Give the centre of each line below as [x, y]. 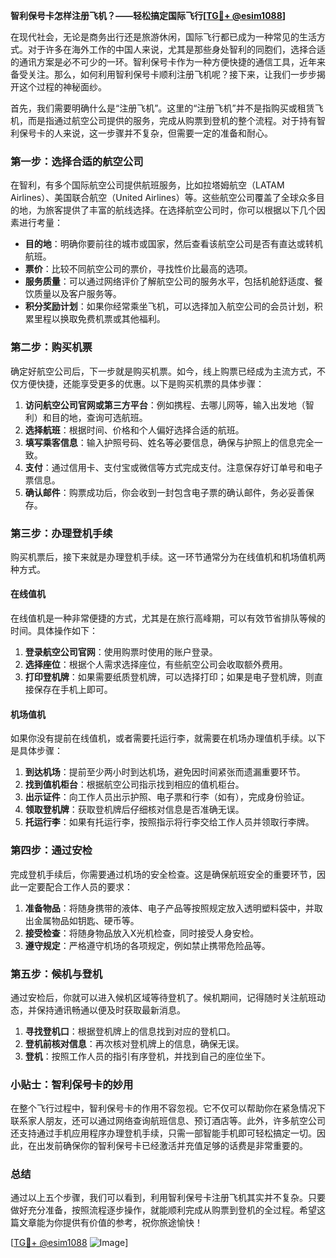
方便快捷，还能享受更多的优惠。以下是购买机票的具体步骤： [141, 383]
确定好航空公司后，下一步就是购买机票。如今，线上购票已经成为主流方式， [163, 371]
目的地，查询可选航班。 [99, 417]
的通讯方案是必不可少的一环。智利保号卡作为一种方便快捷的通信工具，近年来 [168, 62]
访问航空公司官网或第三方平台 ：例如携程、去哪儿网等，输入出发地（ [165, 405]
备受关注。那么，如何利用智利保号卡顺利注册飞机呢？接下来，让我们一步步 [163, 74]
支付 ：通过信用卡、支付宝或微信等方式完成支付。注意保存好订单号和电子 [173, 467]
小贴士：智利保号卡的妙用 [72, 1084]
